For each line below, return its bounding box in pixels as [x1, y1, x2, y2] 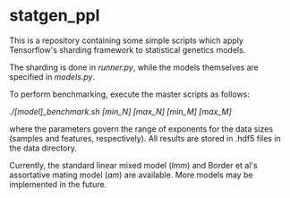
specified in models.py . [9, 71, 96, 82]
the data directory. [9, 142, 78, 153]
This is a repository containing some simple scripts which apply [9, 35, 244, 46]
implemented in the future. [9, 178, 107, 189]
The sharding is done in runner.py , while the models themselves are [9, 62, 260, 73]
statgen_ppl [9, 5, 100, 26]
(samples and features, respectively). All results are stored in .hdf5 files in [9, 133, 282, 143]
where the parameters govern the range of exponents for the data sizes [9, 123, 274, 134]
